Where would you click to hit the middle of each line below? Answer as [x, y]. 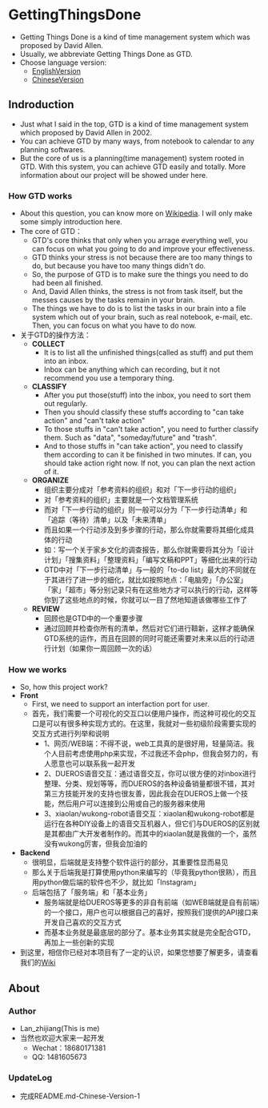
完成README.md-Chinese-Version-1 [80, 1096]
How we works [38, 669]
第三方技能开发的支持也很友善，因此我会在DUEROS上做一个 [142, 794]
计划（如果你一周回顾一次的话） [104, 649]
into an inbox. [66, 361]
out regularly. [66, 404]
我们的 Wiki [38, 962]
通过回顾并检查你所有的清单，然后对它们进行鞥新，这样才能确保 [149, 629]
